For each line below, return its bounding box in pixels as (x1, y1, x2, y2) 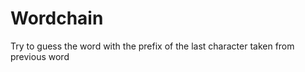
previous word (10, 50, 70, 62)
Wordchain (10, 7, 104, 30)
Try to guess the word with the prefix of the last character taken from (10, 40, 295, 52)
